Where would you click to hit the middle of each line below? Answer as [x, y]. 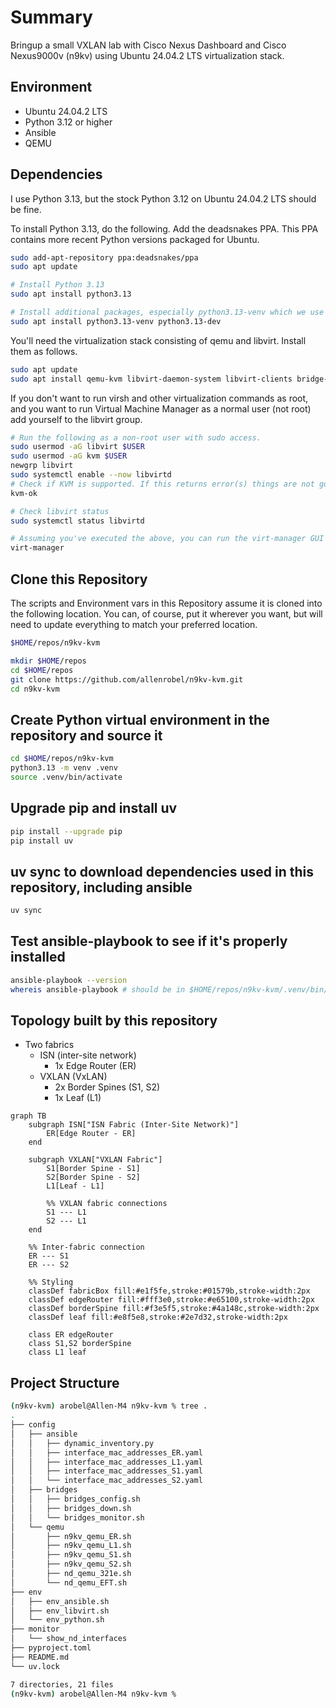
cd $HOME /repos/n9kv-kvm [62, 759]
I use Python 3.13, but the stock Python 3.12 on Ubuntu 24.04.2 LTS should [163, 198]
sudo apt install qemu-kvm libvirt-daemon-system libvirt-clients [151, 379]
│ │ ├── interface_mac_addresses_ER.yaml [106, 1452]
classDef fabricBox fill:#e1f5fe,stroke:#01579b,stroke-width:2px [169, 1291]
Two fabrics [49, 1045]
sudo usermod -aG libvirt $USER [77, 447]
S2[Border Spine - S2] [93, 1177]
